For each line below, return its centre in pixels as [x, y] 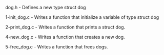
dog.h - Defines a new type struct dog [46, 7]
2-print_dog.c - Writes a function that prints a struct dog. [65, 27]
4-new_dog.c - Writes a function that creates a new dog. [65, 37]
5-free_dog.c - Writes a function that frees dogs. [57, 47]
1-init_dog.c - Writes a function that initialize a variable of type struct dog [82, 17]
